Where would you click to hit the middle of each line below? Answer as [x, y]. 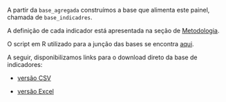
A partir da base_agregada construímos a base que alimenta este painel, [109, 10]
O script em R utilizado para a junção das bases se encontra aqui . [101, 44]
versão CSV [34, 78]
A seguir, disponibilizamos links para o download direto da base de [102, 57]
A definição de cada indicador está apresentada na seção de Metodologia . [113, 31]
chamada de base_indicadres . [50, 17]
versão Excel [35, 91]
